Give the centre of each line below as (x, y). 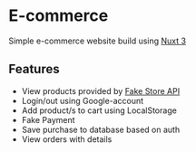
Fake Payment (48, 119)
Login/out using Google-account (83, 100)
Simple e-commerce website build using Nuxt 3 (98, 41)
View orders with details (67, 139)
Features (34, 69)
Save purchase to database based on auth (101, 129)
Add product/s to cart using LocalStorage (99, 110)
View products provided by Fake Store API (101, 90)
